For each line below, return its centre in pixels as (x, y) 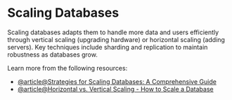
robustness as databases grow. (53, 55)
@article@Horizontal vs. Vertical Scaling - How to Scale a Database (115, 89)
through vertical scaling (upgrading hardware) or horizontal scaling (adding (116, 39)
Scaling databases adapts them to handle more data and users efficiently (113, 32)
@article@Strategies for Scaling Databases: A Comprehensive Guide (117, 81)
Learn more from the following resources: (67, 68)
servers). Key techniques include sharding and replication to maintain (108, 47)
